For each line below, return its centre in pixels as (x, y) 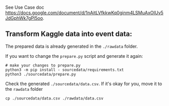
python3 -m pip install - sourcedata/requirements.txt (65, 70)
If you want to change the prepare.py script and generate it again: (74, 56)
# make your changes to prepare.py (43, 65)
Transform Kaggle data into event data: (69, 34)
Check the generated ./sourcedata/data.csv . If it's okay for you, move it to (84, 84)
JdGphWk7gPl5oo (24, 18)
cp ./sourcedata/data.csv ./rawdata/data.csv (54, 98)
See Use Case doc (25, 7)
